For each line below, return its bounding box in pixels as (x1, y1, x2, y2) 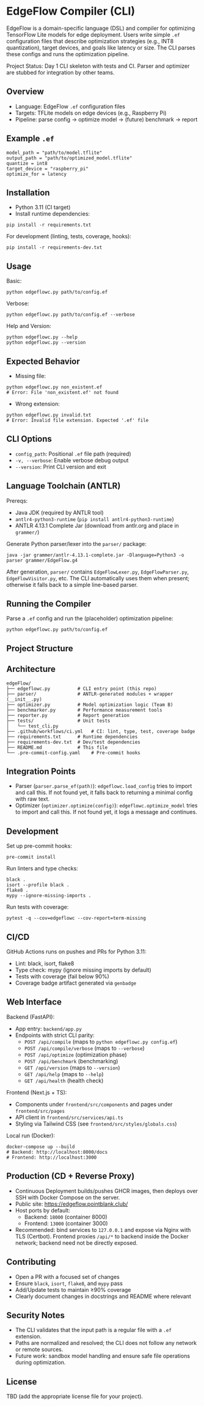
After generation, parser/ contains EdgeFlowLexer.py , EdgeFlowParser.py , (6, 568, 189, 575)
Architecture (6, 664, 56, 674)
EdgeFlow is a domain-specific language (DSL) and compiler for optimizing (6, 24, 195, 32)
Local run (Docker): (6, 1132, 55, 1139)
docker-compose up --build (6, 1143, 75, 1149)
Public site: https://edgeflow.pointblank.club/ (15, 1200, 128, 1207)
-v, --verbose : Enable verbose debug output (15, 456, 129, 464)
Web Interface (6, 997, 62, 1007)
